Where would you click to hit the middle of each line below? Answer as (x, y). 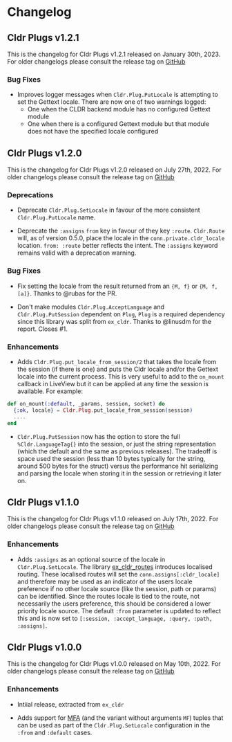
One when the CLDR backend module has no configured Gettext (119, 109)
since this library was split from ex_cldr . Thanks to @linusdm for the (114, 321)
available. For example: (50, 391)
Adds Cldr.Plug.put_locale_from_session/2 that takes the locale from (117, 362)
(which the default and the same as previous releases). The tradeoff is (117, 451)
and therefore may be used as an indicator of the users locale (105, 581)
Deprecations (30, 195)
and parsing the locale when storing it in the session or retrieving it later (119, 473)
